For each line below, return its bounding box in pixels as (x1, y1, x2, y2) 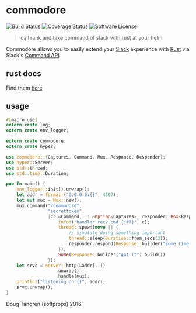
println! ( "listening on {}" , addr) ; (16, 279, 106, 285)
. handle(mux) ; (55, 273, 90, 280)
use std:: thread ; (6, 165, 48, 171)
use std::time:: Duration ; (6, 170, 69, 176)
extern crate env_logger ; (6, 128, 69, 133)
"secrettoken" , (47, 208, 85, 214)
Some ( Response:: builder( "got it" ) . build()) (58, 252, 166, 257)
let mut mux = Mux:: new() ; (16, 197, 82, 204)
